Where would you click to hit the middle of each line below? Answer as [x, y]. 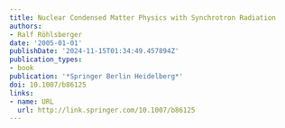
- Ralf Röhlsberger [46, 34]
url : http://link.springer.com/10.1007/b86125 [106, 110]
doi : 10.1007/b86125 [48, 85]
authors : [26, 26]
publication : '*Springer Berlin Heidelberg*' [96, 77]
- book [22, 69]
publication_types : [46, 59]
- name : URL [32, 101]
